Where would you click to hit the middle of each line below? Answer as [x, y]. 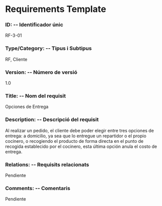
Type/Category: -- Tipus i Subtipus [49, 48]
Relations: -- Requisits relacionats [47, 164]
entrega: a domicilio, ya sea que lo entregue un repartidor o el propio [76, 136]
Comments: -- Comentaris [38, 188]
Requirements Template [56, 9]
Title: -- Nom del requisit [36, 96]
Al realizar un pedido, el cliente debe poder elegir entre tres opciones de [80, 130]
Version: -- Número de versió [41, 72]
